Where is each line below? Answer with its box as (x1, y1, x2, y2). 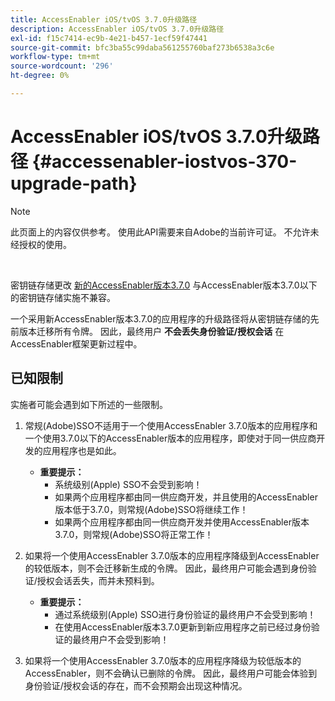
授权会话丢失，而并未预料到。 (36, 574, 160, 586)
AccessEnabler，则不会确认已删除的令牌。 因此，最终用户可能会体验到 (24, 667, 318, 679)
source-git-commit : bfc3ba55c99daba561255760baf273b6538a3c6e (10, 42, 275, 53)
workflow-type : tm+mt (10, 52, 101, 62)
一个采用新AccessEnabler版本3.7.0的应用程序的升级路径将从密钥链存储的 (10, 312, 311, 325)
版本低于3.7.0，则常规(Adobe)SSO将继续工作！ (54, 503, 249, 515)
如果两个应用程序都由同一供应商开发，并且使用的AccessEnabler (54, 491, 318, 503)
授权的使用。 (18, 238, 72, 250)
